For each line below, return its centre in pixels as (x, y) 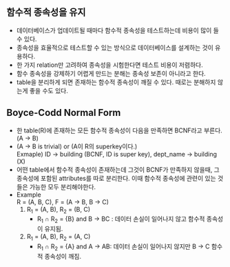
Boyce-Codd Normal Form (64, 113)
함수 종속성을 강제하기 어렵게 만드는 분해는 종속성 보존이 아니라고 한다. (111, 73)
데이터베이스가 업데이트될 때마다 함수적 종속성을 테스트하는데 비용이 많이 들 (118, 30)
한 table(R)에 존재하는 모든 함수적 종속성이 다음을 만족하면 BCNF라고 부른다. (119, 130)
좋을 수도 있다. (49, 90)
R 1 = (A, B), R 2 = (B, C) (59, 210)
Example (29, 195)
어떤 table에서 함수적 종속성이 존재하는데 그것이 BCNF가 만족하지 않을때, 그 (118, 169)
